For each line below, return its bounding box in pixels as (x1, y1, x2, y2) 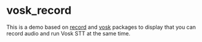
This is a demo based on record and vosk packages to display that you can (6, 23, 196, 31)
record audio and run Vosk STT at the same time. (6, 29, 131, 37)
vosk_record (6, 4, 72, 17)
